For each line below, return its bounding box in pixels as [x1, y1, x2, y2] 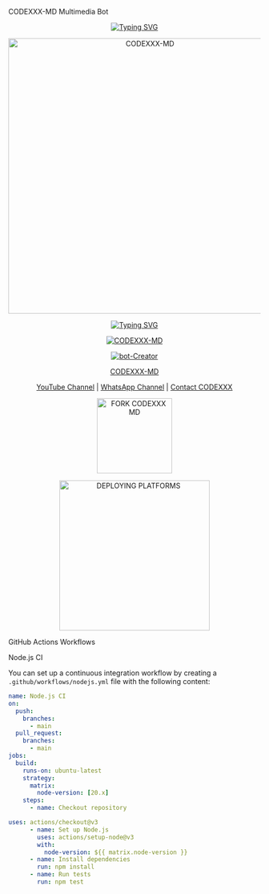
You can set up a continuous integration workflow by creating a [8, 668, 218, 678]
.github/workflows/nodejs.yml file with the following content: [8, 677, 211, 686]
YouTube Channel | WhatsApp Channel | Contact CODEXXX [36, 382, 233, 392]
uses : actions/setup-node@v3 [37, 833, 134, 841]
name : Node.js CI [8, 692, 66, 700]
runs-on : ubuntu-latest [22, 767, 102, 775]
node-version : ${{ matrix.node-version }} [43, 848, 188, 856]
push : [15, 707, 34, 715]
